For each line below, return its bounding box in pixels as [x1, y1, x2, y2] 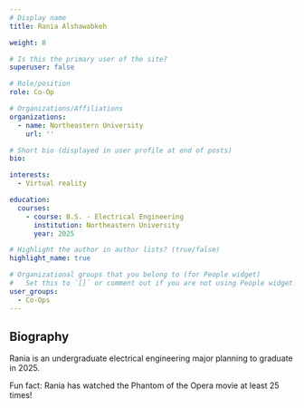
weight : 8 [9, 38, 47, 47]
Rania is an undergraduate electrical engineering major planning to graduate [9, 353, 293, 364]
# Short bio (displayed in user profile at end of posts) [9, 146, 233, 155]
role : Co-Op [9, 88, 54, 97]
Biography [9, 328, 70, 345]
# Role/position [9, 79, 71, 89]
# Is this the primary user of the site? [9, 54, 168, 63]
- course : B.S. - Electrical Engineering [25, 212, 184, 221]
